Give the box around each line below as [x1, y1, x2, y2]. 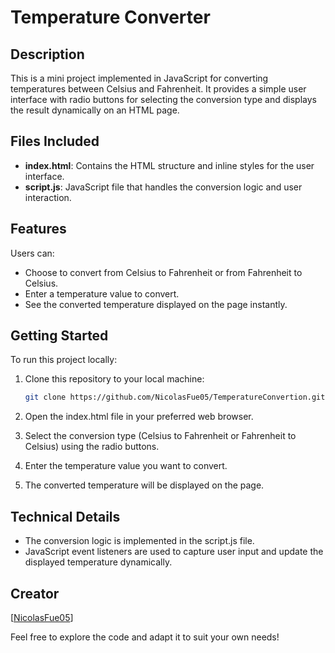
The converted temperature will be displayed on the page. [24, 479, 265, 491]
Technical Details [10, 508, 121, 525]
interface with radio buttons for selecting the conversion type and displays [10, 94, 317, 105]
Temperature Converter [10, 6, 211, 29]
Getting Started [10, 327, 109, 345]
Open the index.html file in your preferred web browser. [24, 411, 254, 423]
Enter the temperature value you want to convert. [24, 460, 228, 472]
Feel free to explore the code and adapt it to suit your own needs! [10, 631, 280, 643]
